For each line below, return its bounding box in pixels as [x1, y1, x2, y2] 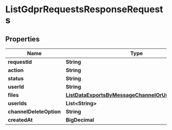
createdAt [8, 116, 33, 123]
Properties [5, 35, 40, 43]
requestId [8, 59, 32, 65]
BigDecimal [66, 116, 95, 123]
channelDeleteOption [8, 108, 61, 115]
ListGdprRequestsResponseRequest [5, 4, 163, 15]
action [8, 67, 24, 73]
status [8, 75, 24, 82]
